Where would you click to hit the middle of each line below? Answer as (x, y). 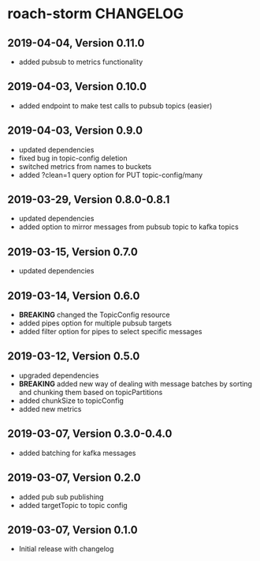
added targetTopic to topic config (73, 505)
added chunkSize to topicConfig (71, 401)
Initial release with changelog (66, 549)
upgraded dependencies (59, 375)
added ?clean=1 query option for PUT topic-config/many (111, 175)
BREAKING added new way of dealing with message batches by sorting (136, 383)
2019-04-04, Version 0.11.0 (76, 43)
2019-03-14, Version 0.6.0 (74, 296)
